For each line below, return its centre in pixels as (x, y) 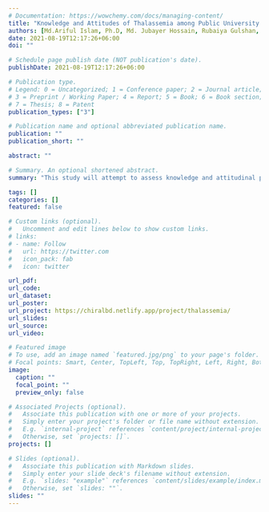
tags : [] (23, 192)
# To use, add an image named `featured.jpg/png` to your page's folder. (134, 355)
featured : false (35, 207)
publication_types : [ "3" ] (51, 112)
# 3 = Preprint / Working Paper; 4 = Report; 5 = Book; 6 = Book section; (136, 97)
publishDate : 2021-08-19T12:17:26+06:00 (77, 68)
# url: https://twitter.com (59, 251)
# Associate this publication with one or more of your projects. (125, 414)
